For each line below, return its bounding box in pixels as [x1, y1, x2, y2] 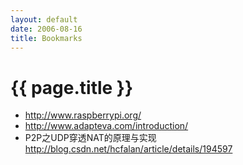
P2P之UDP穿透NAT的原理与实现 [24, 132, 157, 144]
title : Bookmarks [10, 33, 83, 43]
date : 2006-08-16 [10, 24, 83, 34]
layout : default [10, 14, 78, 25]
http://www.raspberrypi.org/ [24, 109, 142, 121]
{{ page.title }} [10, 76, 134, 99]
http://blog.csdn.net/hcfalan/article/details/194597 [24, 143, 233, 155]
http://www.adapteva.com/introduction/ [24, 120, 189, 132]
